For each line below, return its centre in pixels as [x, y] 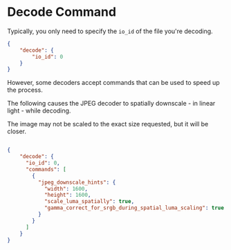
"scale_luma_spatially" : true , [89, 202]
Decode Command [62, 12]
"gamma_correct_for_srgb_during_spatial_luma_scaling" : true [134, 208]
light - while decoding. [39, 110]
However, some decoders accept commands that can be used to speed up [113, 83]
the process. [25, 90]
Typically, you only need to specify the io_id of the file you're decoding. [110, 31]
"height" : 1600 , [67, 195]
